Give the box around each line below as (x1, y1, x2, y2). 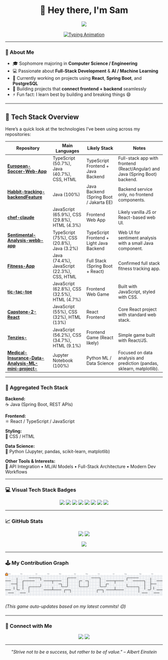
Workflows (5, 469, 27, 475)
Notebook (52, 357, 73, 363)
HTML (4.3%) (52, 222, 81, 228)
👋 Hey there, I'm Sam (39, 5, 128, 16)
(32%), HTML (52, 314, 81, 320)
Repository (16, 145, 40, 151)
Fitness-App (7, 263, 35, 269)
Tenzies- (7, 335, 27, 341)
